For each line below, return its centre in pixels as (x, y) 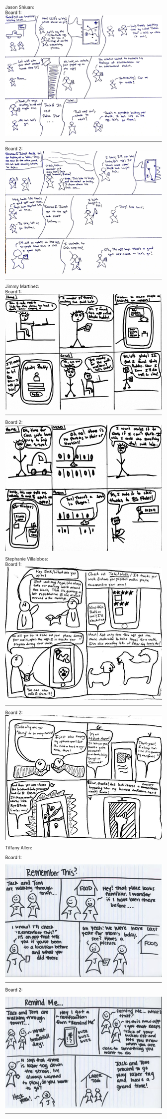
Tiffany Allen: (19, 848)
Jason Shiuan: (20, 7)
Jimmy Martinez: (22, 286)
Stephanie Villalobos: (27, 559)
